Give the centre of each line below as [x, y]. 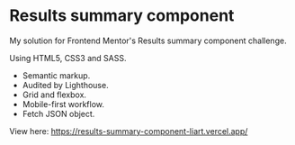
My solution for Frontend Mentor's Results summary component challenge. [148, 41]
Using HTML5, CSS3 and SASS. [68, 58]
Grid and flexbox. [54, 95]
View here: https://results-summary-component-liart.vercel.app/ [129, 131]
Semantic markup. [56, 75]
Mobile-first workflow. [63, 104]
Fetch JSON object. [58, 113]
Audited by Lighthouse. [66, 85]
